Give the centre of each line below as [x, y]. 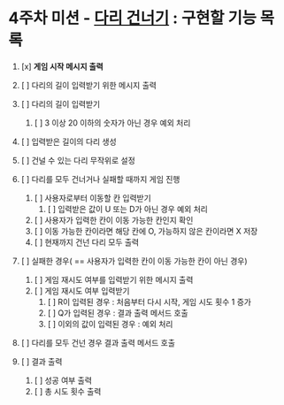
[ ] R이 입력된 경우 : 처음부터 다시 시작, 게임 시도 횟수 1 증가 [149, 302]
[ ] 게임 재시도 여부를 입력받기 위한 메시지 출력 [114, 279]
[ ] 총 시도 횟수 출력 [68, 391]
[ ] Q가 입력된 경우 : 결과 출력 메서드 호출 [118, 313]
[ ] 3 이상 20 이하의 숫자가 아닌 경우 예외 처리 [112, 122]
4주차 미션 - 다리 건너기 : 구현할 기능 [133, 18]
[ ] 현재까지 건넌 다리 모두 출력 [86, 242]
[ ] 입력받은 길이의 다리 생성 [69, 141]
